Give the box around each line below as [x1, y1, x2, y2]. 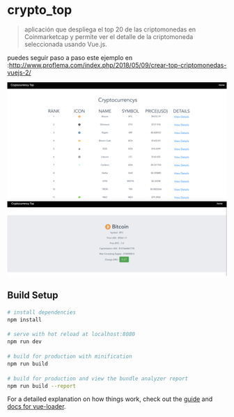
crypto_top [7, 2, 72, 18]
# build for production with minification [7, 353, 132, 360]
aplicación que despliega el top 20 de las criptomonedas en [24, 25, 196, 33]
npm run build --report [7, 382, 77, 389]
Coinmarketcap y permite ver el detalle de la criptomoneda [24, 32, 194, 40]
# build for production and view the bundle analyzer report [7, 375, 189, 382]
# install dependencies [7, 309, 77, 316]
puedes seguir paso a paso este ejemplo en [7, 53, 133, 61]
